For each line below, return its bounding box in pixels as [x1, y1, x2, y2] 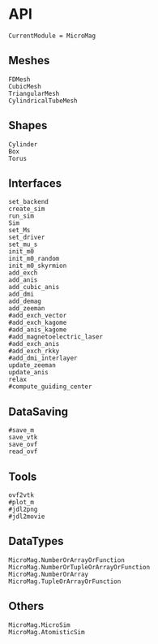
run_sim [8, 212, 35, 220]
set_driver [8, 233, 45, 242]
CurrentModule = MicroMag [8, 32, 96, 40]
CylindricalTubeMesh [8, 97, 79, 105]
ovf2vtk [8, 491, 35, 499]
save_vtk [8, 434, 38, 442]
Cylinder [8, 140, 38, 149]
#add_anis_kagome [8, 326, 67, 334]
